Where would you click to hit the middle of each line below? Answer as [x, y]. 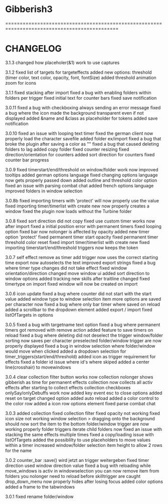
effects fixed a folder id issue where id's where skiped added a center [77, 362]
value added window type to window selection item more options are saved [83, 299]
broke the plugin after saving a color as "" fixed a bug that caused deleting [82, 144]
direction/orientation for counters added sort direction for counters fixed [80, 154]
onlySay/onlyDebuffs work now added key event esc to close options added [84, 393]
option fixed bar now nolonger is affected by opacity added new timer [77, 231]
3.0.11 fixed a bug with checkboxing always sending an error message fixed [83, 107]
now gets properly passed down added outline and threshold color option [81, 180]
